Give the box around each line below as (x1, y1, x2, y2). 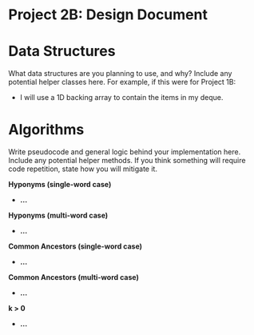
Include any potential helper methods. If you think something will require (8, 156, 246, 166)
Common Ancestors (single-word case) (8, 241, 142, 251)
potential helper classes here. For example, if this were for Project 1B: (8, 78, 236, 87)
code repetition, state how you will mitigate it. (8, 164, 158, 173)
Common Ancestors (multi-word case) (8, 273, 140, 282)
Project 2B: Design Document (8, 6, 208, 24)
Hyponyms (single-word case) (8, 180, 112, 189)
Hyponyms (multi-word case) (8, 210, 109, 221)
